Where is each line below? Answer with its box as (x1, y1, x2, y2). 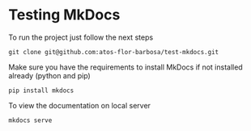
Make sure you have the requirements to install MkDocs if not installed (8, 62, 243, 72)
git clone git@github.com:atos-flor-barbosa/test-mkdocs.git (8, 48, 219, 56)
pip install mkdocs (8, 87, 74, 95)
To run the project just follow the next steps (8, 32, 154, 42)
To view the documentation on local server (8, 100, 151, 110)
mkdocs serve (8, 116, 53, 125)
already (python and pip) (8, 70, 91, 80)
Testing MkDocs (8, 6, 121, 24)
